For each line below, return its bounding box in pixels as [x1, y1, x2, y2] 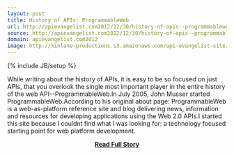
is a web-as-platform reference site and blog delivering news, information [7, 105, 219, 113]
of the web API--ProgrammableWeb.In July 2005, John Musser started [7, 90, 210, 98]
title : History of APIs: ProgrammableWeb [7, 17, 130, 24]
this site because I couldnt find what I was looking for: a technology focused [7, 120, 226, 127]
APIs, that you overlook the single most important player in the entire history [7, 83, 226, 90]
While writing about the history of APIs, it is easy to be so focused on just [7, 75, 217, 83]
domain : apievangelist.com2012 [7, 36, 98, 43]
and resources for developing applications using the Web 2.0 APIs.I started [7, 112, 222, 120]
